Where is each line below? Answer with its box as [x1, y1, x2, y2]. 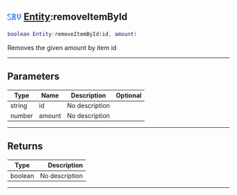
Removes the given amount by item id [7, 43, 117, 52]
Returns [7, 141, 44, 153]
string [10, 102, 28, 110]
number [10, 111, 33, 119]
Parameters [7, 71, 60, 83]
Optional [116, 91, 142, 100]
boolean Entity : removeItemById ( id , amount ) [7, 30, 138, 37]
